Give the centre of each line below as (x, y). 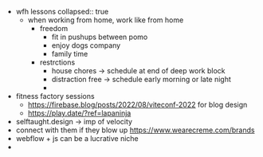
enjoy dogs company (86, 45)
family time (70, 54)
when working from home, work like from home (106, 20)
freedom (54, 28)
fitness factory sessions (55, 96)
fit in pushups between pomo (100, 37)
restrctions (57, 62)
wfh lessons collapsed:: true (62, 12)
